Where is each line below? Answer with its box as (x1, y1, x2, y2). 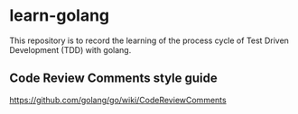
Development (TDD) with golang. (9, 44, 132, 55)
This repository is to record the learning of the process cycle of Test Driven (9, 35, 289, 46)
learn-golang (9, 5, 110, 26)
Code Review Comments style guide (9, 71, 219, 86)
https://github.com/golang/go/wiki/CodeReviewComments (9, 94, 228, 105)
